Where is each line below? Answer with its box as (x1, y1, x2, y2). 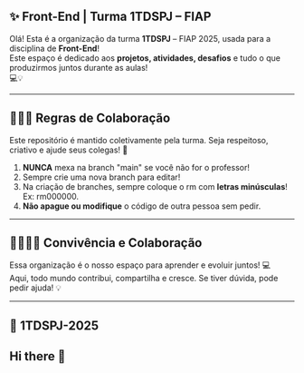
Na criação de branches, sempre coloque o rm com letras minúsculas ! (22, 181, 288, 191)
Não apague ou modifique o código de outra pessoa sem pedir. (22, 201, 261, 211)
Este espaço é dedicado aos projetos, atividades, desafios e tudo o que (9, 52, 280, 64)
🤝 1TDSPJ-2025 (9, 318, 100, 333)
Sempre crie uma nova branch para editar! (22, 172, 181, 182)
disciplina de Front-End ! (9, 43, 100, 54)
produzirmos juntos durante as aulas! (9, 62, 148, 73)
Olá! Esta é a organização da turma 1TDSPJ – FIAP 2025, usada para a (9, 33, 271, 44)
